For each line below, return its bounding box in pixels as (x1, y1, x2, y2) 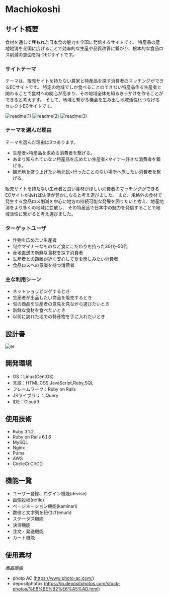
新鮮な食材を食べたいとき (12, 307, 66, 313)
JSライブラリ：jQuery (12, 392, 59, 398)
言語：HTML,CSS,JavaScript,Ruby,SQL (12, 380, 94, 386)
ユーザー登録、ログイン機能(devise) (12, 491, 87, 497)
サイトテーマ (5, 65, 37, 72)
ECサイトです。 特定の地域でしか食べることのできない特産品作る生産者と (9, 84, 162, 90)
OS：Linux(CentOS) (12, 374, 54, 380)
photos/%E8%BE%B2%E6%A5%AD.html (12, 586, 99, 592)
